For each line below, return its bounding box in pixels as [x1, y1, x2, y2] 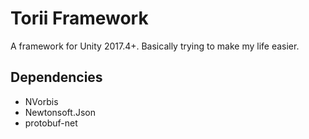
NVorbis [24, 95, 59, 107]
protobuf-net [24, 117, 78, 129]
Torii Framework [10, 7, 149, 30]
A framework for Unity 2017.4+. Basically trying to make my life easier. [10, 40, 300, 52]
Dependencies [10, 69, 103, 86]
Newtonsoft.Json [24, 106, 96, 118]
